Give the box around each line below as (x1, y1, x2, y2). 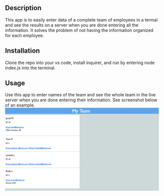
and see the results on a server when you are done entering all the (5, 22, 139, 28)
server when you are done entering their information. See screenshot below (5, 97, 158, 103)
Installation (5, 46, 40, 55)
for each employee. (5, 32, 44, 38)
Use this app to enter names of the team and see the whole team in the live (5, 92, 156, 98)
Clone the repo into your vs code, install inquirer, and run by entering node (5, 60, 155, 65)
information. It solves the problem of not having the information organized (5, 27, 154, 33)
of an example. (5, 102, 35, 108)
